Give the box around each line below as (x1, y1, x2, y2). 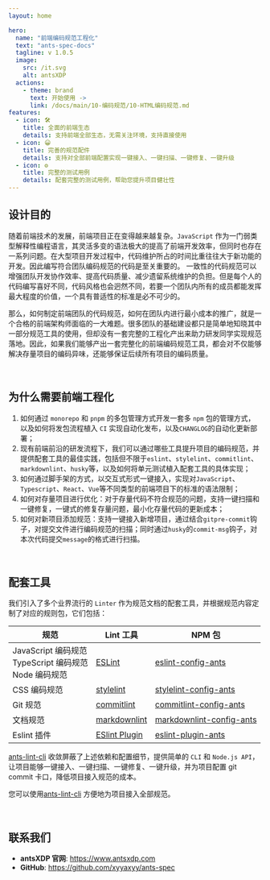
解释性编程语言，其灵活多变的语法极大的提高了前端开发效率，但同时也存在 (14, 241, 262, 251)
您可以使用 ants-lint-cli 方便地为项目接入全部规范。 (8, 789, 175, 799)
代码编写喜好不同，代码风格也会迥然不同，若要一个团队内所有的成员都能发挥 (8, 281, 262, 291)
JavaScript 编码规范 (12, 645, 88, 657)
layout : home (8, 11, 52, 20)
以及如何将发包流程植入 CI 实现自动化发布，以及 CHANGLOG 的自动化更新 (19, 423, 251, 433)
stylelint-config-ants (155, 684, 235, 695)
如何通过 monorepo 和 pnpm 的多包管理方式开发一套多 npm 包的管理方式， (19, 413, 256, 423)
